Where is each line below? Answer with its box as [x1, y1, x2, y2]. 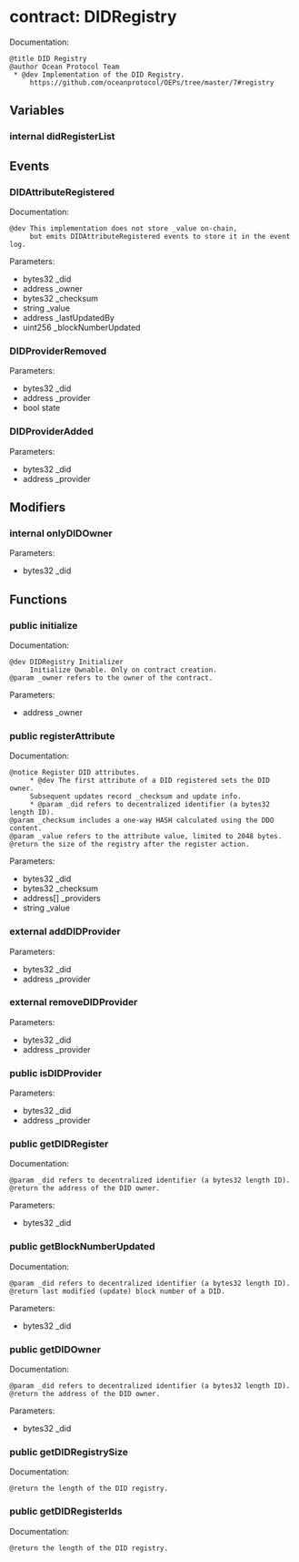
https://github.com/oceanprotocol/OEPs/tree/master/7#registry [29, 77, 274, 87]
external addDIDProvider [9, 925, 121, 938]
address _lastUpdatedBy [22, 312, 115, 323]
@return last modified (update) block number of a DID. [9, 1287, 225, 1296]
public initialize [9, 619, 78, 632]
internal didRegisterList [9, 130, 115, 143]
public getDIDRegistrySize [9, 1445, 129, 1458]
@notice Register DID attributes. [9, 768, 141, 777]
